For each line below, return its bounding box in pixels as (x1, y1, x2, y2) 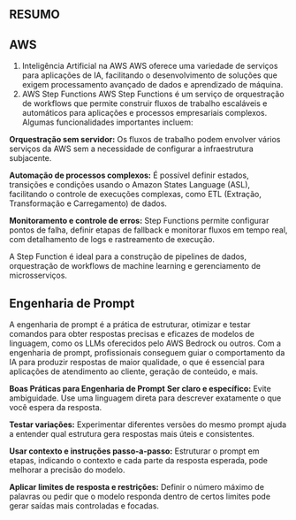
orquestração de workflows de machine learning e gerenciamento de (9, 261, 261, 271)
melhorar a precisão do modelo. (9, 464, 125, 476)
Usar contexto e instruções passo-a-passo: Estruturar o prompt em (9, 446, 260, 456)
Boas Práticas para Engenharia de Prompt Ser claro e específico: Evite (9, 384, 271, 394)
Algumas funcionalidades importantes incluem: (21, 117, 194, 127)
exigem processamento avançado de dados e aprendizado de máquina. (21, 80, 284, 90)
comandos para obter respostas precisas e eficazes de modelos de (9, 329, 254, 340)
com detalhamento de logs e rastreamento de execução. (9, 234, 215, 245)
